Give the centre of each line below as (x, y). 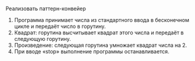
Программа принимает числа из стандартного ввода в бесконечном (102, 20)
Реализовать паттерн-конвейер (46, 9)
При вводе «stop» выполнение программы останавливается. (92, 52)
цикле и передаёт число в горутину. (60, 26)
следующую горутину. (43, 39)
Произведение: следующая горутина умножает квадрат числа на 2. (100, 45)
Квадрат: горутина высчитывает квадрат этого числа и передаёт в (99, 33)
